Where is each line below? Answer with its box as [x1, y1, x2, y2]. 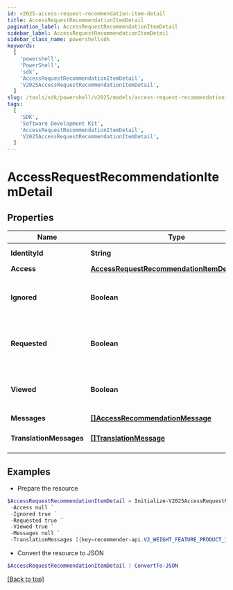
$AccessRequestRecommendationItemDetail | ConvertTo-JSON [7, 562, 178, 570]
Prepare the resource [17, 484, 78, 492]
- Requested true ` [10, 517, 64, 524]
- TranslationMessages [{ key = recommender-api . [10, 536, 144, 543]
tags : [7, 101, 23, 108]
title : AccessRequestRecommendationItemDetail [7, 17, 144, 24]
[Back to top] [7, 575, 44, 583]
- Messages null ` [10, 530, 60, 537]
